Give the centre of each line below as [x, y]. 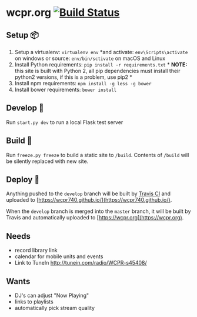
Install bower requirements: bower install [65, 89]
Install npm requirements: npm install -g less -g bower [83, 83]
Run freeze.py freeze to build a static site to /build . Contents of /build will [98, 155]
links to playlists [34, 302]
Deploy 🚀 [23, 180]
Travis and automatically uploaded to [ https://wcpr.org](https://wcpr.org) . [95, 218]
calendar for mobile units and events [59, 256]
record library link [36, 251]
